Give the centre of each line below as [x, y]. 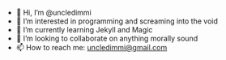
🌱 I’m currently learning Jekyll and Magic [84, 30]
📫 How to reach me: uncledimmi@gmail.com [92, 47]
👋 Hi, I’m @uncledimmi [53, 13]
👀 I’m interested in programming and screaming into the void [117, 21]
